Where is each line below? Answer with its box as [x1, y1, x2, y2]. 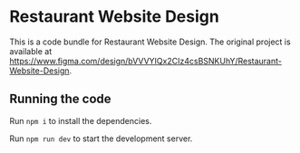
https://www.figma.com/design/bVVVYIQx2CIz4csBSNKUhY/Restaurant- [9, 55, 283, 66]
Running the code [9, 91, 111, 107]
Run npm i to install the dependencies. [9, 115, 152, 126]
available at [9, 45, 53, 56]
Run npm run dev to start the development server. [9, 133, 193, 144]
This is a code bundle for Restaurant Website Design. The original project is [9, 36, 292, 47]
